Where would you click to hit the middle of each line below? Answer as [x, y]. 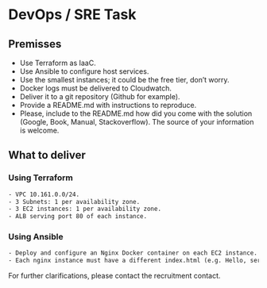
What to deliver [47, 155]
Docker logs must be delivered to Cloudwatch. [96, 88]
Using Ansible [36, 237]
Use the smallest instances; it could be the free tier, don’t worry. [124, 80]
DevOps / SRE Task [72, 15]
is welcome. [39, 130]
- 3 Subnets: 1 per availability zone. [74, 202]
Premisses [35, 44]
